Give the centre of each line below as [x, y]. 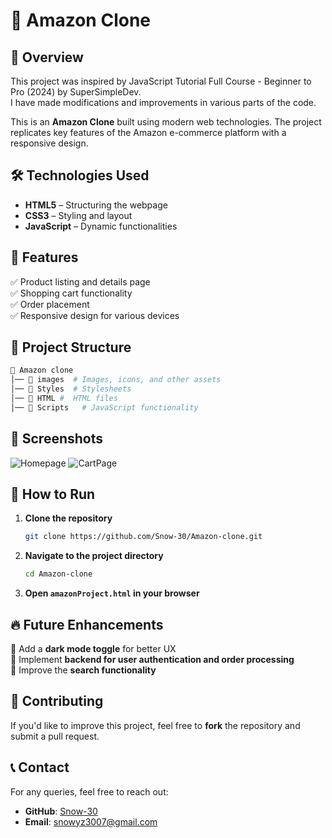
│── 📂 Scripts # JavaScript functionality [104, 407]
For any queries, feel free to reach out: [89, 791]
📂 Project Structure [71, 347]
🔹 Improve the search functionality [83, 670]
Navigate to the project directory [94, 556]
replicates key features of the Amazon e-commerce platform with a [148, 132]
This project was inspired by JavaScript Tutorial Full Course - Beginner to [161, 81]
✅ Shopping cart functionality [71, 293]
